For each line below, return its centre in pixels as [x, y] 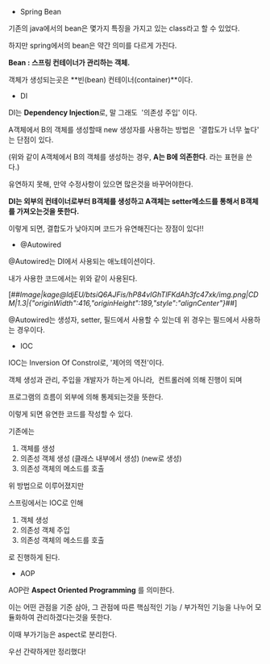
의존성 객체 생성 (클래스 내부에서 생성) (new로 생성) [101, 458]
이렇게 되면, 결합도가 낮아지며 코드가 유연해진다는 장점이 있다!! [106, 228]
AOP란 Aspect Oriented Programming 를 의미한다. [91, 590]
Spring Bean [41, 12]
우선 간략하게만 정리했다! [47, 651]
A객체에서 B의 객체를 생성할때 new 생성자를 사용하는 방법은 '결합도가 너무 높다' [134, 129]
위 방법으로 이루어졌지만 [46, 486]
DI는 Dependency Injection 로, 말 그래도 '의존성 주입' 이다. [103, 113]
